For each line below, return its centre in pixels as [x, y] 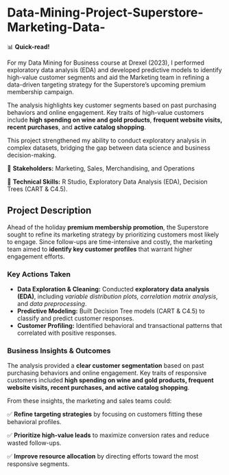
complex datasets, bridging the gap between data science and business [109, 147]
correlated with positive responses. [67, 333]
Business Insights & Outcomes [59, 351]
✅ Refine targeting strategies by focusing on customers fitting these [105, 415]
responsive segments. [38, 464]
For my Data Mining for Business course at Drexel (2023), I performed [106, 63]
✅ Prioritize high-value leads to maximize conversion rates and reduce [108, 435]
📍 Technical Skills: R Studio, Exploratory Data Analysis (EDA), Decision [107, 181]
